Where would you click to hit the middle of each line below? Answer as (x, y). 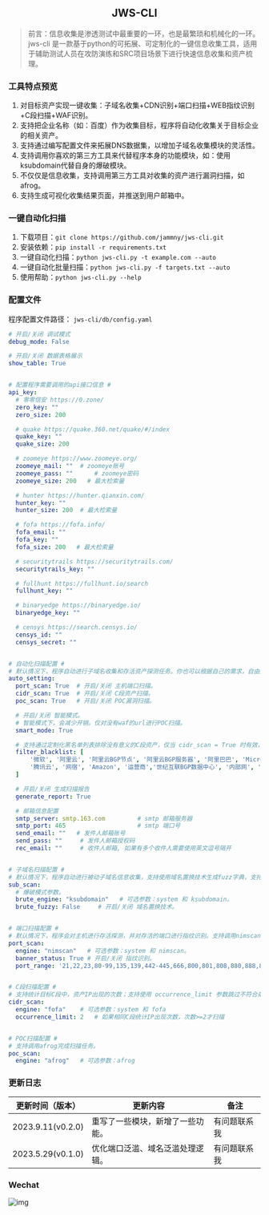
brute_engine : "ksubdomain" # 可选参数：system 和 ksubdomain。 (124, 900)
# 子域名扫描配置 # (36, 870)
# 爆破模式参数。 (40, 892)
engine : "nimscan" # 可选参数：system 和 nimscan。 (103, 951)
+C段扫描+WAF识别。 (56, 115)
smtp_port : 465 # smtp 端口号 (98, 826)
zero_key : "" (37, 407)
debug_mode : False (39, 341)
